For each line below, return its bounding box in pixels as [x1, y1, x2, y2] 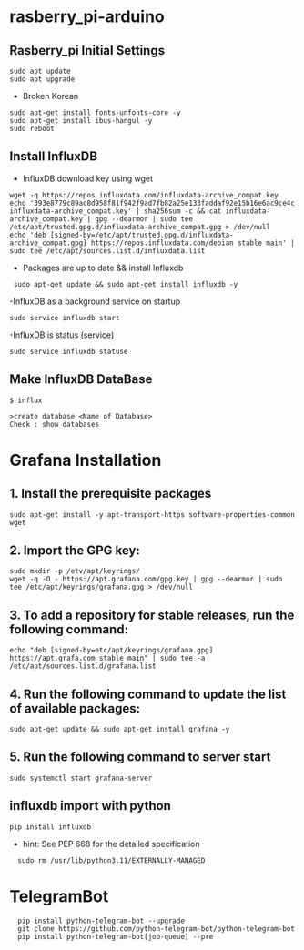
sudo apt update [9, 66, 71, 76]
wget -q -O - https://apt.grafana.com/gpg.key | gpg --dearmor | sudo [9, 575, 283, 584]
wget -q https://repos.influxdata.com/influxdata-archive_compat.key [9, 190, 279, 199]
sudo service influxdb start [9, 313, 120, 322]
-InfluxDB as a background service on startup [9, 296, 180, 307]
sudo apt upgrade [9, 75, 76, 84]
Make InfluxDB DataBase [9, 371, 153, 388]
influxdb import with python [9, 798, 171, 814]
